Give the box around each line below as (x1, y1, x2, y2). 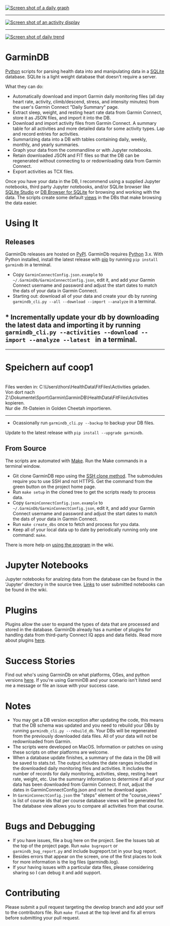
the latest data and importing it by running (5, 321, 141, 330)
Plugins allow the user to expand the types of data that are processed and (5, 621, 159, 627)
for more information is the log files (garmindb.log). (12, 859, 119, 865)
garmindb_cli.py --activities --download (5, 329, 138, 336)
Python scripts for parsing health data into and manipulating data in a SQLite (5, 68, 164, 74)
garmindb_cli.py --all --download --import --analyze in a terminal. (12, 298, 157, 304)
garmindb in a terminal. (5, 261, 52, 268)
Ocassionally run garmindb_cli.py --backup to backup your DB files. (12, 420, 155, 426)
